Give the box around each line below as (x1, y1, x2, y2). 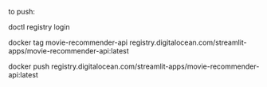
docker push (8, 61, 50, 71)
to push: (8, 7, 36, 16)
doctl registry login (8, 22, 70, 31)
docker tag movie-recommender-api (8, 38, 128, 47)
